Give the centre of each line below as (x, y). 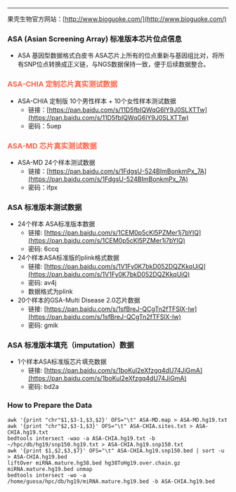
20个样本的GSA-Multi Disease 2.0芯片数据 (79, 300)
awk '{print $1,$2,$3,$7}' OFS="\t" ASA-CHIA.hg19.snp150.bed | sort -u (116, 451)
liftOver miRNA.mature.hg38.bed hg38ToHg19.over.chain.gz (94, 463)
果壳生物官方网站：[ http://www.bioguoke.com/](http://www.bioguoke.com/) (117, 19)
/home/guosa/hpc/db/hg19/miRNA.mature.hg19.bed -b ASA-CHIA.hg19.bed (111, 481)
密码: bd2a (44, 387)
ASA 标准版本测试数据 (45, 207)
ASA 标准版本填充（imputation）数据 (71, 345)
